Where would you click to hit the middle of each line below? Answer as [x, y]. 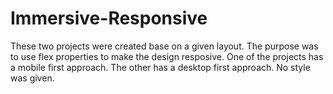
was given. [32, 78]
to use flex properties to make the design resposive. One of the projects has [167, 56]
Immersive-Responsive [109, 18]
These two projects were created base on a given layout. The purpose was [164, 46]
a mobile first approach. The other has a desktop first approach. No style [160, 67]
